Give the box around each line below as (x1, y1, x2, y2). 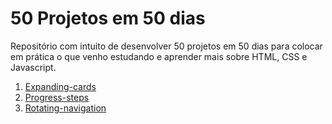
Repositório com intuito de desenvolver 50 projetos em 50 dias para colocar (10, 40, 323, 52)
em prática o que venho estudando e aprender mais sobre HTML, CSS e (10, 50, 308, 62)
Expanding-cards (24, 80, 97, 92)
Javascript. (10, 61, 57, 73)
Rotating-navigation (24, 102, 107, 114)
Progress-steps (24, 91, 90, 103)
